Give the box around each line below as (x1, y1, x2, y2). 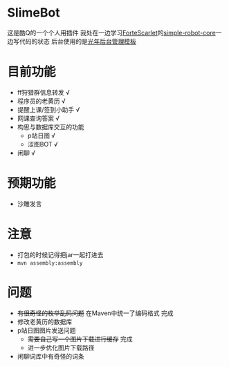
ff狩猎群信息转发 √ (17, 88, 71, 96)
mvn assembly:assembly (17, 259, 83, 267)
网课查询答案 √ (17, 114, 60, 122)
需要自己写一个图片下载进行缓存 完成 (27, 335, 133, 343)
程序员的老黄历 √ (17, 97, 66, 105)
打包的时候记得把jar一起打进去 (17, 250, 104, 258)
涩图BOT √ (27, 140, 58, 148)
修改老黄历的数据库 (17, 317, 73, 326)
